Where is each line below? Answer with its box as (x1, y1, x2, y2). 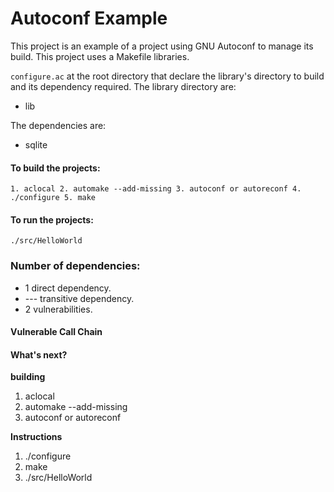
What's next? (10, 348, 68, 361)
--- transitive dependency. (24, 292, 135, 304)
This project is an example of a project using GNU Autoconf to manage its (10, 40, 314, 52)
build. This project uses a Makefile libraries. (10, 50, 190, 62)
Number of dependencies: (10, 259, 141, 273)
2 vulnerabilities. (24, 303, 93, 315)
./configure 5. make (10, 193, 97, 203)
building (10, 371, 46, 383)
